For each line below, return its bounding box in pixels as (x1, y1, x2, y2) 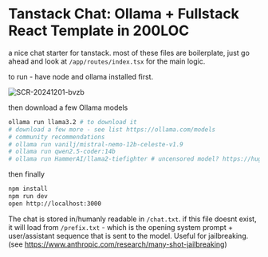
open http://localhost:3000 (8, 200, 102, 208)
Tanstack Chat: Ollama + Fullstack (8, 5, 239, 23)
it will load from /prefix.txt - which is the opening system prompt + (8, 222, 234, 232)
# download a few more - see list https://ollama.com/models (8, 125, 216, 134)
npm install (8, 185, 48, 193)
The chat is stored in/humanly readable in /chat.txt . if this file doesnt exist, (8, 214, 257, 224)
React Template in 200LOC (8, 21, 190, 40)
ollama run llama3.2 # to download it (8, 118, 137, 126)
